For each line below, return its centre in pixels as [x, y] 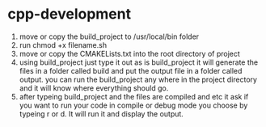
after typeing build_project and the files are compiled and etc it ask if [134, 96]
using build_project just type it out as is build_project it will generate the [139, 62]
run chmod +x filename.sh [63, 44]
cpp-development [69, 14]
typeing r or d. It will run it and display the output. [101, 113]
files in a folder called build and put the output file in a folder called [131, 70]
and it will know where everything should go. [94, 88]
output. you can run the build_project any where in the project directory [138, 79]
